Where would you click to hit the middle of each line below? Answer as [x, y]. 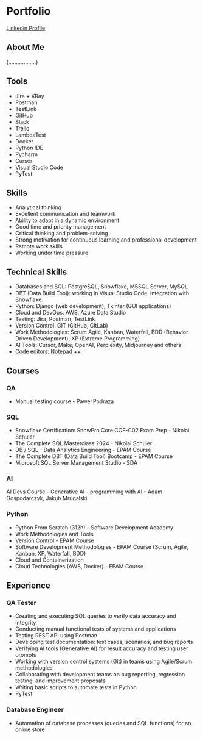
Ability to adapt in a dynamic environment [67, 220]
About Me [25, 47]
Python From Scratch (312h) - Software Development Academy [94, 527]
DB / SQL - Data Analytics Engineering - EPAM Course [83, 450]
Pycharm [26, 154]
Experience [28, 586]
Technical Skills [37, 272]
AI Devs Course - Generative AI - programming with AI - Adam [84, 492]
